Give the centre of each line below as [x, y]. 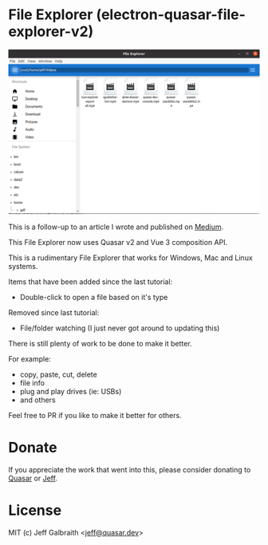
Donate [33, 447]
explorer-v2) [51, 32]
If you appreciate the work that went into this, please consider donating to [130, 469]
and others [37, 400]
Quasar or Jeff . [33, 478]
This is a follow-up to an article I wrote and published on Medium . [116, 227]
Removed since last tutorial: [54, 312]
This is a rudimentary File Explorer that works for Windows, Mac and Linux [130, 258]
